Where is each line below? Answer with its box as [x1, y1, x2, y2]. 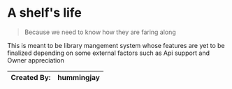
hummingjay [57, 72, 100, 82]
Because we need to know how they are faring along [24, 28, 176, 36]
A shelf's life [7, 5, 82, 21]
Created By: [10, 72, 51, 82]
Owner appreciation [7, 56, 64, 64]
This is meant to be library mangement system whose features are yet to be [7, 41, 225, 49]
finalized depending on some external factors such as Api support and [7, 49, 210, 57]
